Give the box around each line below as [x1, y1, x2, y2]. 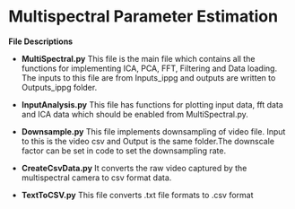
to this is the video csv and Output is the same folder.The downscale [21, 135, 275, 146]
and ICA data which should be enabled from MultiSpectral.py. [21, 109, 248, 119]
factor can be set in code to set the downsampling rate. [21, 145, 226, 156]
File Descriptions [8, 36, 74, 47]
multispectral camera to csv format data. [21, 172, 172, 183]
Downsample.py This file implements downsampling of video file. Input [21, 126, 286, 136]
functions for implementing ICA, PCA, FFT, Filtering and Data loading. [21, 63, 278, 74]
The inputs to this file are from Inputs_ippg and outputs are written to [21, 72, 276, 83]
